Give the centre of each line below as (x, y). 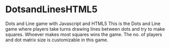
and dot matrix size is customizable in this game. (57, 40)
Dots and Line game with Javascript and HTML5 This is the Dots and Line (83, 23)
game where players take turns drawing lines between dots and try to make (85, 29)
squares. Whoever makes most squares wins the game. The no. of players (84, 34)
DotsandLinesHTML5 (51, 9)
